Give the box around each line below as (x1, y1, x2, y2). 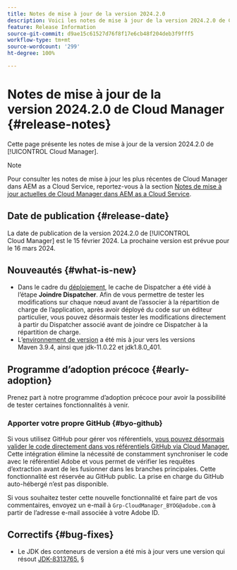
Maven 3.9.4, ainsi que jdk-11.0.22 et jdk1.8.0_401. (17, 343, 162, 352)
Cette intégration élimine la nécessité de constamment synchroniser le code (7, 449, 229, 458)
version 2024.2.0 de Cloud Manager (7, 102, 224, 117)
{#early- (151, 363, 190, 375)
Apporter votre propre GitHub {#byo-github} (7, 418, 164, 428)
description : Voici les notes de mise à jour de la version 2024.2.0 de (7, 17, 226, 24)
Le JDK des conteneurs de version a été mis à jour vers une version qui (17, 547, 226, 556)
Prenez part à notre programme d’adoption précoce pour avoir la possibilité (7, 393, 226, 402)
